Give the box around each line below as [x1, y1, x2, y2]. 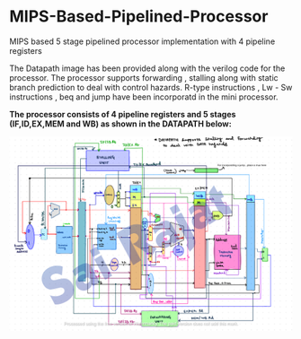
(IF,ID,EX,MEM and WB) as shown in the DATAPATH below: [9, 118, 232, 129]
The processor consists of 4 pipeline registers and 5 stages [9, 109, 236, 119]
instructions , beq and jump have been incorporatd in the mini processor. [9, 91, 279, 102]
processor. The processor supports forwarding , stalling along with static [9, 72, 279, 83]
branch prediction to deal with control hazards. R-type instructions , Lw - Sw [9, 82, 293, 92]
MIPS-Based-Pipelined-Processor [9, 6, 269, 27]
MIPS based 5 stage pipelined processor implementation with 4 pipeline [9, 36, 276, 47]
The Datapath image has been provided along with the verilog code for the [9, 63, 286, 74]
